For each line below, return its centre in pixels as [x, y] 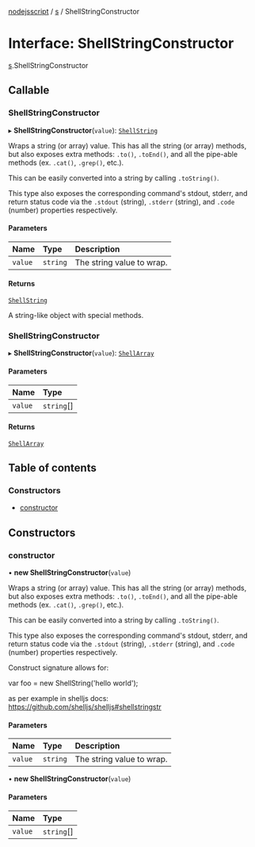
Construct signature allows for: [59, 668]
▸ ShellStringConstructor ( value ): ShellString [83, 130]
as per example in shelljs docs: [59, 699]
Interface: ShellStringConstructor [121, 44]
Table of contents [52, 468]
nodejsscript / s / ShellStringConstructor [74, 11]
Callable [29, 90]
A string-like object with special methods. [76, 316]
